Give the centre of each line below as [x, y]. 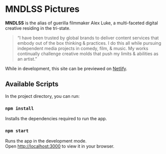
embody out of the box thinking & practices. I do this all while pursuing [89, 43]
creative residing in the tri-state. [38, 28]
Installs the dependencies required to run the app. [56, 119]
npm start [17, 131]
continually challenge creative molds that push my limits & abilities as [88, 54]
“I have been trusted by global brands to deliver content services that [88, 38]
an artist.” [27, 59]
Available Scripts [32, 84]
